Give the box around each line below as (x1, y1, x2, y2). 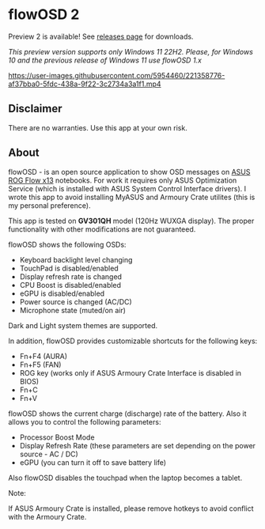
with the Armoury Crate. (8, 512, 87, 521)
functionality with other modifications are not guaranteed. (8, 224, 196, 234)
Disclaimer (8, 102, 62, 115)
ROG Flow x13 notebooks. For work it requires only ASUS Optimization (8, 176, 237, 185)
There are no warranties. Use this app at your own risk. (8, 123, 187, 132)
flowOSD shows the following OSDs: (8, 240, 127, 249)
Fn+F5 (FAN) (19, 360, 62, 369)
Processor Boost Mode (19, 433, 95, 442)
